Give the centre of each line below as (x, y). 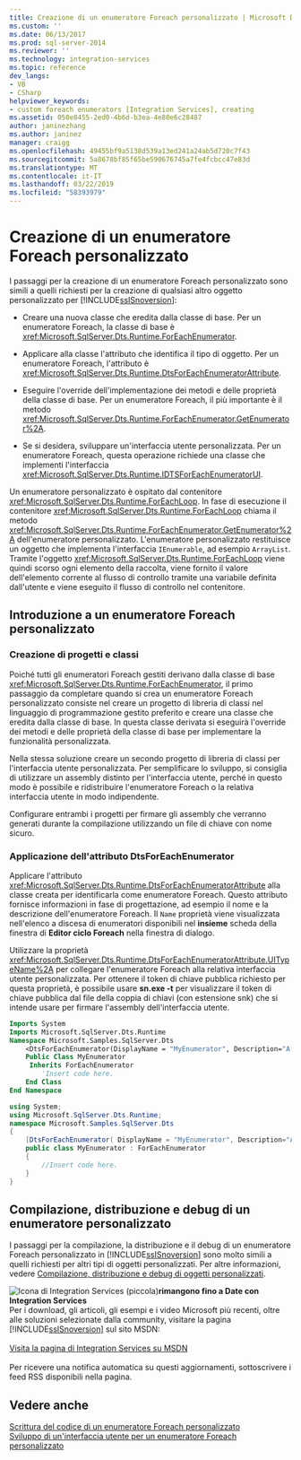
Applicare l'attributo (46, 875)
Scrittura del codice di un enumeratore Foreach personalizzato (125, 1427)
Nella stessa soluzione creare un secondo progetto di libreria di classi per (145, 758)
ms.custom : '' (36, 26)
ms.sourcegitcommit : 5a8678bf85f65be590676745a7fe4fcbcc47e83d (130, 159)
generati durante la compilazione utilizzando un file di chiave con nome (141, 823)
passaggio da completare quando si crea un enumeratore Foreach (131, 693)
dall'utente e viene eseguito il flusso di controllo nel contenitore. (127, 587)
